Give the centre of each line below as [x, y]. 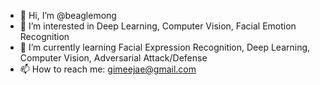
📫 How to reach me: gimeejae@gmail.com [108, 69]
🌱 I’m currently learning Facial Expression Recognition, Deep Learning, [165, 47]
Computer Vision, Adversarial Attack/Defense [113, 58]
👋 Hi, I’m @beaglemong [68, 15]
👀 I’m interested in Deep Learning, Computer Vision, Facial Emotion [158, 26]
